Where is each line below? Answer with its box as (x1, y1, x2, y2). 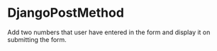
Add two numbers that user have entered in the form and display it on (7, 28, 211, 36)
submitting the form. (7, 35, 67, 43)
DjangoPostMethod (7, 5, 124, 21)
